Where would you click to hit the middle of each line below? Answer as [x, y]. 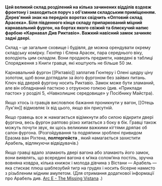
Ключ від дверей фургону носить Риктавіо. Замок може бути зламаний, [80, 83]
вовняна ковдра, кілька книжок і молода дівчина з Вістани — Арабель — [81, 163]
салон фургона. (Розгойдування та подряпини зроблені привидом [74, 133]
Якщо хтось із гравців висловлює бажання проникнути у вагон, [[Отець [80, 102]
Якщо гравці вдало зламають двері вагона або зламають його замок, [77, 152]
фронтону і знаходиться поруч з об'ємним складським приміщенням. [81, 12]
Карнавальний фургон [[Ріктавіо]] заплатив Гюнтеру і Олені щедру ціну [79, 72]
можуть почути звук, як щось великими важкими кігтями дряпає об [76, 128]
